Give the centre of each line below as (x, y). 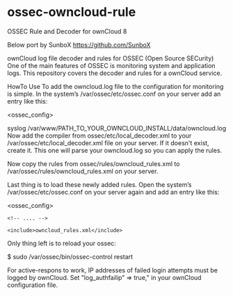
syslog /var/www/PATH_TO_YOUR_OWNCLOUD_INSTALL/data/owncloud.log (117, 128)
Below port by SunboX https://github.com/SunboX (79, 44)
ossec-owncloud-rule (72, 12)
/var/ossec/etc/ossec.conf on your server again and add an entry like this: (113, 192)
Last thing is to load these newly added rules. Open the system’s (99, 184)
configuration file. (32, 285)
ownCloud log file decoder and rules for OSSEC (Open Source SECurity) (111, 58)
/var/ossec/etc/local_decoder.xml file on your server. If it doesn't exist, (109, 142)
